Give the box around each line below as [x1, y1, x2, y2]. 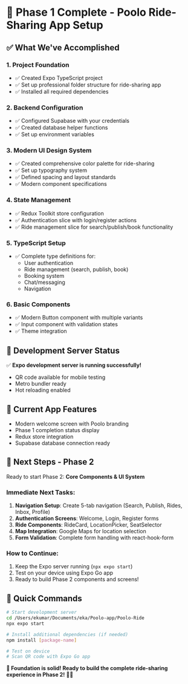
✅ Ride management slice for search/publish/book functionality [15, 223, 173, 231]
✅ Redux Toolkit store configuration [15, 209, 104, 217]
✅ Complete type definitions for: [15, 252, 96, 260]
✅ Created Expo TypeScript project [15, 74, 103, 81]
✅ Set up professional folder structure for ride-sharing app [15, 81, 161, 88]
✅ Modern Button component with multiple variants [15, 314, 143, 321]
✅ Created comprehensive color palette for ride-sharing [15, 160, 155, 167]
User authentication [24, 260, 74, 267]
